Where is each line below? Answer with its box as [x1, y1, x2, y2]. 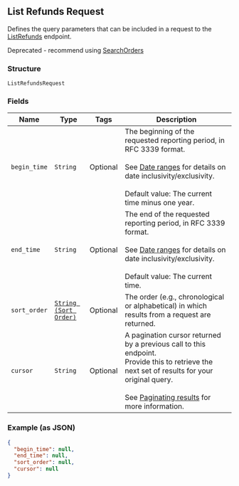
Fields [7, 96, 29, 106]
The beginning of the [124, 127, 195, 137]
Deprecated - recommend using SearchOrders [7, 46, 144, 54]
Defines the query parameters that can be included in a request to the [7, 24, 212, 33]
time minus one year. [124, 198, 195, 208]
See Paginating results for [124, 393, 211, 403]
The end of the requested [124, 209, 210, 219]
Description [156, 115, 197, 125]
